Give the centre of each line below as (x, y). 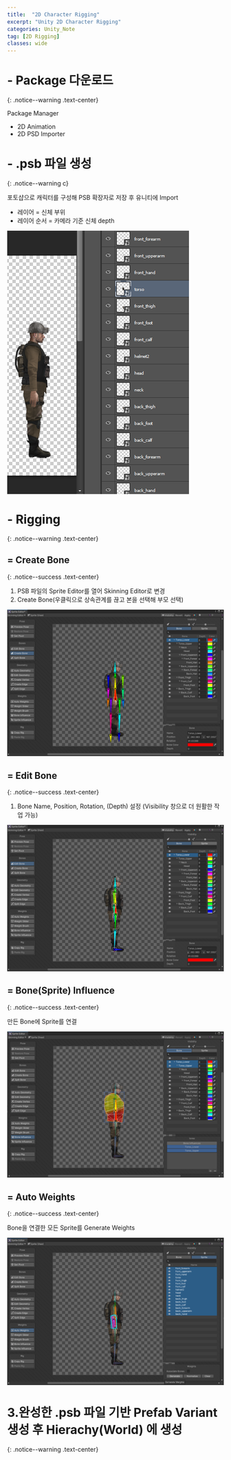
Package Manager (33, 113)
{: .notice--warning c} (38, 183)
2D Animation (36, 126)
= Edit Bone (32, 776)
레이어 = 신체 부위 (41, 212)
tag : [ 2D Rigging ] (33, 36)
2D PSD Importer (41, 134)
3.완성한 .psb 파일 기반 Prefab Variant (112, 1413)
